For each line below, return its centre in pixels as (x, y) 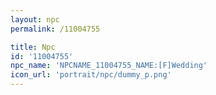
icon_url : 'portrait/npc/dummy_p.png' (91, 75)
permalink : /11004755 (55, 29)
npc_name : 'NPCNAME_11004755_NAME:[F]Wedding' (109, 66)
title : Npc (33, 47)
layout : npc (35, 19)
